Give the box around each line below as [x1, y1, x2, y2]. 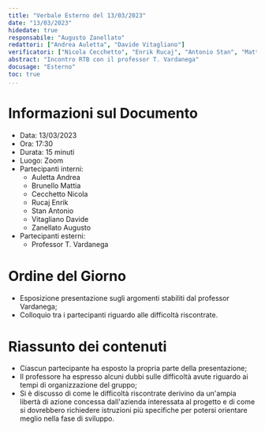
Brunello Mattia [31, 181, 81, 190]
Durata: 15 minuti [19, 147, 75, 156]
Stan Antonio [31, 206, 74, 215]
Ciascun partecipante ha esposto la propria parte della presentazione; [19, 364, 247, 373]
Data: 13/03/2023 [19, 130, 77, 140]
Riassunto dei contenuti [8, 337, 167, 355]
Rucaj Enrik [31, 197, 69, 207]
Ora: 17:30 [19, 139, 54, 148]
